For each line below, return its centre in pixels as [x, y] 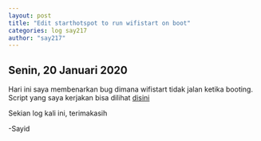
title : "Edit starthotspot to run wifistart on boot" [100, 23]
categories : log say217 [48, 30]
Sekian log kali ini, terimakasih [58, 113]
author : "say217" [37, 38]
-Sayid [19, 129]
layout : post [30, 16]
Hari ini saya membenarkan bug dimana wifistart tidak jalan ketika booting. [131, 89]
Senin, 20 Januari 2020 [68, 70]
